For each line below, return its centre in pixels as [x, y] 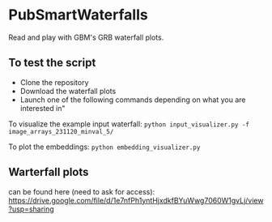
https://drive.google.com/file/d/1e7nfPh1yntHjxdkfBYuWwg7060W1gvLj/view [136, 200]
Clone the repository [54, 82]
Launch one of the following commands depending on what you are [133, 100]
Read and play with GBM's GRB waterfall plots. [86, 37]
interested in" [42, 108]
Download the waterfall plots [68, 91]
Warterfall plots [49, 172]
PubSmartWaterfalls [78, 15]
